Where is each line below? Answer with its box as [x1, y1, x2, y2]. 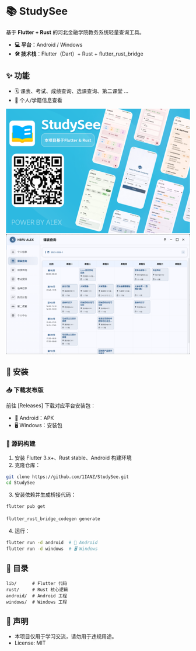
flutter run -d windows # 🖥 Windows [6, 546, 98, 552]
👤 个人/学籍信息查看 [14, 96, 62, 103]
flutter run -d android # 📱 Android [6, 539, 98, 545]
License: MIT [14, 639, 46, 646]
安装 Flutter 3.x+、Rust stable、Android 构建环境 [14, 454, 132, 461]
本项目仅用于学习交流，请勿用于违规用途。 [14, 633, 117, 640]
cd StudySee [6, 480, 35, 486]
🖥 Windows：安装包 [14, 422, 62, 429]
